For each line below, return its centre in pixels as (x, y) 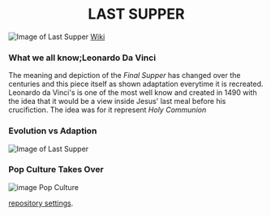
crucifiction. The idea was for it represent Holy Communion (108, 110)
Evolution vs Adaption (53, 131)
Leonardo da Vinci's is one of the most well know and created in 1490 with (133, 93)
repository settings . (41, 203)
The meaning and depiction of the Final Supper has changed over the (125, 76)
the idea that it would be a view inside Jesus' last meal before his (117, 102)
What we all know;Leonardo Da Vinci (82, 58)
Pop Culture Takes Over (56, 170)
